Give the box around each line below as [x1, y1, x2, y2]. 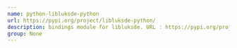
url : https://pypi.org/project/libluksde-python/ [7, 17, 157, 24]
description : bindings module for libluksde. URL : [7, 23, 162, 30]
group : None [7, 30, 42, 37]
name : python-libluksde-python [7, 10, 99, 18]
